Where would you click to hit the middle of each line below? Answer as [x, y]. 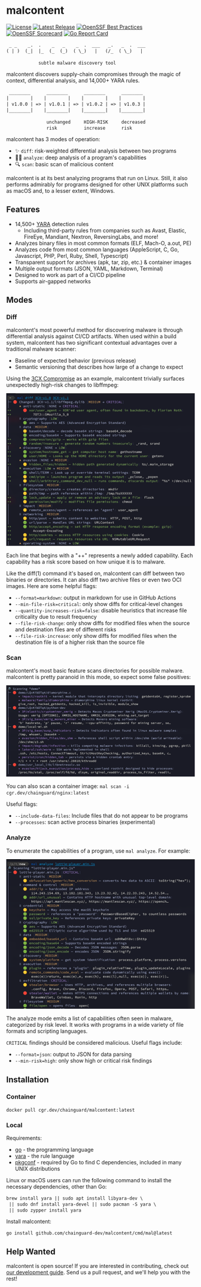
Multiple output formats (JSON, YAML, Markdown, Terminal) [89, 268]
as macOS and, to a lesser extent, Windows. [61, 191]
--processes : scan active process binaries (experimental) [85, 822]
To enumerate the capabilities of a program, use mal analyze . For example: [98, 851]
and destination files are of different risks [66, 629]
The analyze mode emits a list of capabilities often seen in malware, [90, 1018]
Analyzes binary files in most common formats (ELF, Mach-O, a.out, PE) [103, 243]
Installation [28, 1080]
